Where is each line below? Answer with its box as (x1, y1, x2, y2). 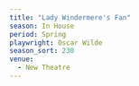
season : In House (9, 21, 75, 30)
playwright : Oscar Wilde (9, 38, 103, 47)
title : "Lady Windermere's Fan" (9, 13, 131, 22)
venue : (9, 55, 34, 64)
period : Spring (9, 30, 67, 39)
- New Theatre (17, 64, 70, 73)
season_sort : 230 (9, 47, 75, 56)
